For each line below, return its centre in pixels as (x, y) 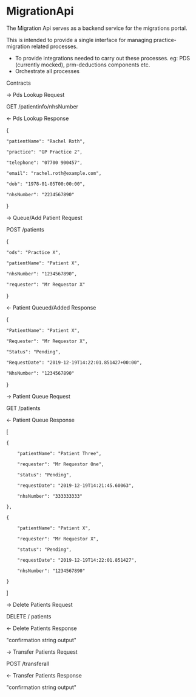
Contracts (19, 83)
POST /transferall (28, 663)
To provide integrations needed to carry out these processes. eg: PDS (102, 58)
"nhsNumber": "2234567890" (40, 194)
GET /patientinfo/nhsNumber (42, 106)
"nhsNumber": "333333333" (50, 496)
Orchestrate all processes (47, 71)
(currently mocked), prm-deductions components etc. (83, 65)
